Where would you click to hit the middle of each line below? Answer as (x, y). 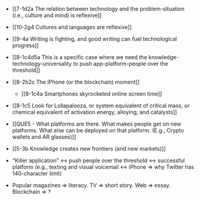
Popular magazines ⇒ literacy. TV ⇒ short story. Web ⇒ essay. (91, 185)
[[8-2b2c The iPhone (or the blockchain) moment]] (76, 82)
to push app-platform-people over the (121, 64)
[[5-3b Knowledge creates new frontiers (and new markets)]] (89, 148)
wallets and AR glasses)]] (44, 137)
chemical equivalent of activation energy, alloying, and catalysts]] (95, 112)
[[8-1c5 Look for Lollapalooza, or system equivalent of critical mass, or (101, 105)
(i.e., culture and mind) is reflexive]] (57, 15)
